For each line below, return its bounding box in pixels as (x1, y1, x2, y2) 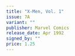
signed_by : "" (6, 36, 41, 41)
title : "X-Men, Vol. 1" (6, 8, 64, 15)
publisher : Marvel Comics (6, 24, 69, 31)
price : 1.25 (6, 41, 35, 47)
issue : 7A (6, 14, 30, 20)
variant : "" (6, 19, 35, 25)
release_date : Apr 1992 (6, 30, 64, 36)
